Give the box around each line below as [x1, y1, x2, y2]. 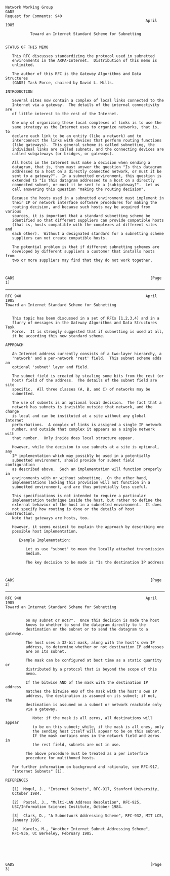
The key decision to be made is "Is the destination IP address [25, 560, 164, 565]
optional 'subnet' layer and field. [12, 365, 90, 370]
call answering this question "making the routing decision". [12, 187, 146, 192]
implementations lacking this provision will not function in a [12, 480, 151, 485]
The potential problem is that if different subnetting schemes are [12, 244, 159, 250]
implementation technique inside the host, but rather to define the [12, 498, 162, 503]
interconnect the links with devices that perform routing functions [12, 138, 162, 143]
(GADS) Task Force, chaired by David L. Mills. [12, 80, 114, 85]
